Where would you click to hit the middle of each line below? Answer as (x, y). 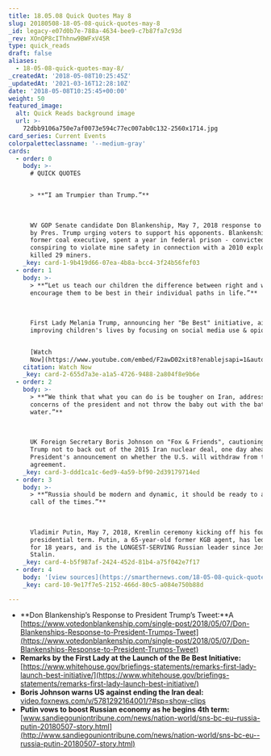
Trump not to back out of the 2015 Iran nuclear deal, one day (138, 450)
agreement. (48, 464)
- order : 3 (34, 480)
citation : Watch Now (57, 367)
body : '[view (45, 577)
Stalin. (43, 555)
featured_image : (35, 106)
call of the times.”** (68, 502)
